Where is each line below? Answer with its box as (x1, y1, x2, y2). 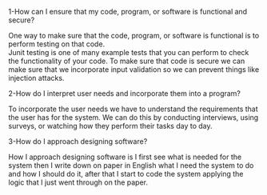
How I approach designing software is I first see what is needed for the (8, 152, 242, 161)
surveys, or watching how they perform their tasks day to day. (8, 121, 213, 130)
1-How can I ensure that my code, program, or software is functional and (8, 7, 248, 16)
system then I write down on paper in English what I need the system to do (8, 161, 254, 170)
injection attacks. (8, 74, 65, 82)
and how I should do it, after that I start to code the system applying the (8, 169, 244, 178)
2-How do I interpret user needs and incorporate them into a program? (8, 89, 241, 98)
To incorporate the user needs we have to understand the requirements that (8, 104, 258, 113)
